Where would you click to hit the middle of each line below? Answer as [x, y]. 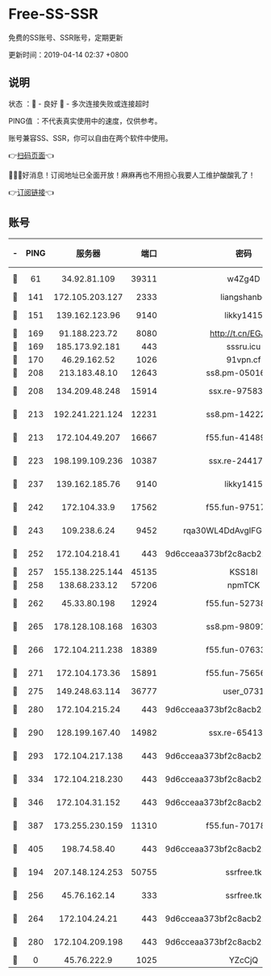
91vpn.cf [244, 359]
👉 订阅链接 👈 [31, 192]
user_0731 [244, 691]
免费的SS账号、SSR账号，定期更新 [66, 37]
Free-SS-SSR [53, 14]
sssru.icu [244, 346]
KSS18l [244, 572]
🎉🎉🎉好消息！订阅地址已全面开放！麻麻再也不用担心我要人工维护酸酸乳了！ [132, 175]
